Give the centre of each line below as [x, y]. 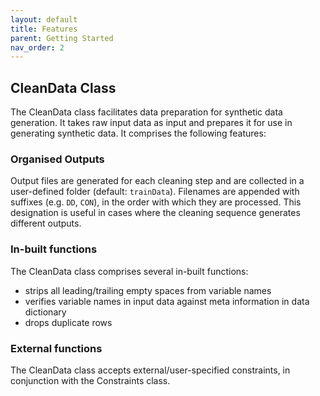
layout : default [44, 19]
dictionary [45, 312]
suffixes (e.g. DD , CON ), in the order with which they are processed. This [156, 202]
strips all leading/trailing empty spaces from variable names [148, 290]
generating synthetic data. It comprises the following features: [138, 133]
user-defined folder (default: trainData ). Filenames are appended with [155, 192]
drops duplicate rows [68, 322]
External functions [56, 348]
